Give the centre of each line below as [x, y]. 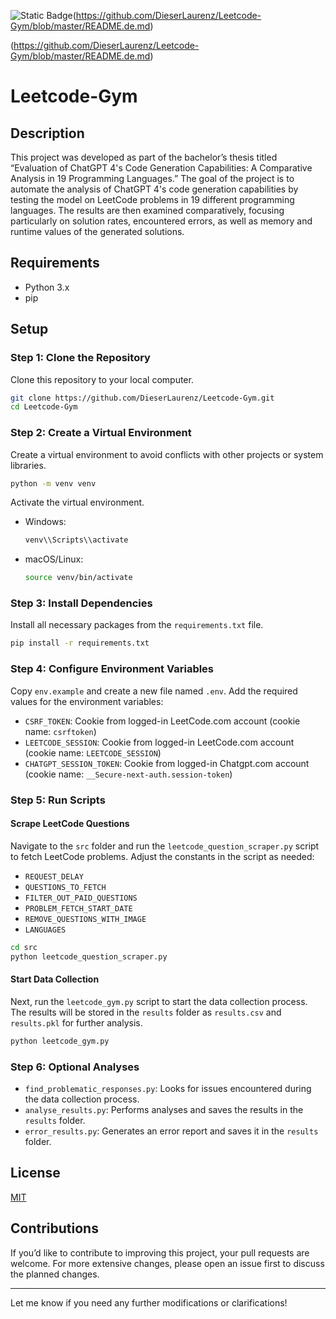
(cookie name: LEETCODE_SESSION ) [93, 752]
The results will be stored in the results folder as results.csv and [146, 1012]
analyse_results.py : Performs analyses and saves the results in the [164, 1109]
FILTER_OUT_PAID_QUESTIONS [81, 898]
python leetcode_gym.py [60, 1041]
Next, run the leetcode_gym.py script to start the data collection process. [159, 1001]
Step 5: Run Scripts [58, 800]
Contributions [54, 1228]
